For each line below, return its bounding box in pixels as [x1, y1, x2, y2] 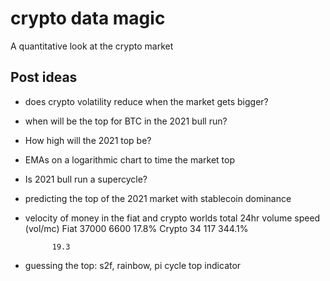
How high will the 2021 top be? [24, 134, 152, 146]
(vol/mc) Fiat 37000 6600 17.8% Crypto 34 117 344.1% [24, 222, 249, 234]
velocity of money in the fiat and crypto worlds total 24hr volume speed [24, 212, 321, 224]
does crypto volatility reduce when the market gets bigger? [24, 95, 269, 107]
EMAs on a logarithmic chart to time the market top [24, 153, 236, 166]
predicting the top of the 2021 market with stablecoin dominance [24, 192, 292, 204]
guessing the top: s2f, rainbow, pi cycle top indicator [24, 259, 242, 271]
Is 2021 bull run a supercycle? [24, 173, 148, 185]
